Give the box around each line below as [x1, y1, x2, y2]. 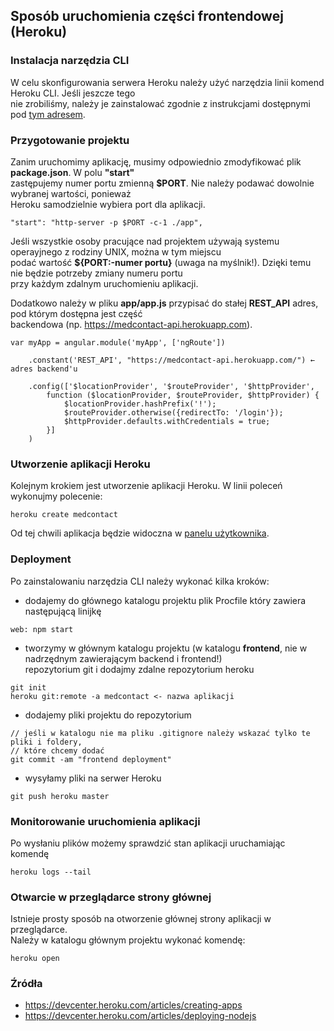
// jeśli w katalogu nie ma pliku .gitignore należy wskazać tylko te [10, 728, 311, 738]
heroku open [10, 954, 60, 964]
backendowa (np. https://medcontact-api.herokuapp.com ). [10, 318, 253, 330]
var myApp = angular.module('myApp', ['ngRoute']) [10, 337, 226, 348]
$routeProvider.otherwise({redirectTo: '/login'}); [63, 407, 284, 418]
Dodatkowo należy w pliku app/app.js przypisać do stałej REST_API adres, [10, 297, 319, 309]
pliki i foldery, [10, 737, 83, 747]
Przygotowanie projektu [10, 133, 130, 147]
